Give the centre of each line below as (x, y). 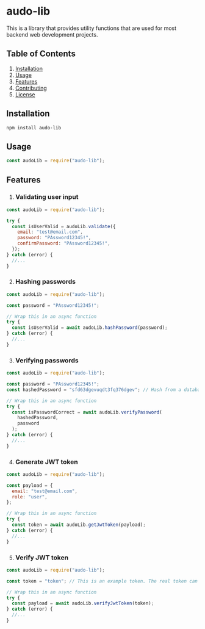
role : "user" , (30, 497)
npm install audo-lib (34, 128)
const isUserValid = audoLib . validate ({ (64, 226)
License (25, 94)
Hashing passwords (45, 282)
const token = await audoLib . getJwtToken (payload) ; (79, 525)
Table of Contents (41, 54)
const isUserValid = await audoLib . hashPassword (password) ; (90, 328)
